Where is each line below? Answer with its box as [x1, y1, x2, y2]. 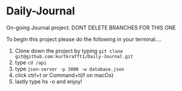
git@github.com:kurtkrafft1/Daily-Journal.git [14, 53, 134, 59]
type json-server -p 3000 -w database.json [14, 65, 125, 72]
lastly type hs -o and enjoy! [14, 78, 83, 85]
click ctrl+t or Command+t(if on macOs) [14, 71, 114, 78]
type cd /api [14, 59, 47, 66]
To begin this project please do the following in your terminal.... [6, 35, 162, 43]
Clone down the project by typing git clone [14, 47, 123, 54]
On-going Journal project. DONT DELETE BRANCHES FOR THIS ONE [6, 24, 176, 31]
